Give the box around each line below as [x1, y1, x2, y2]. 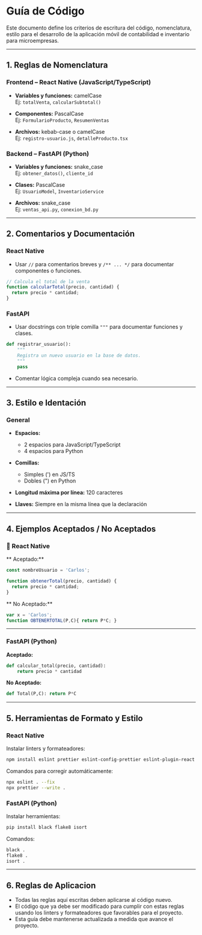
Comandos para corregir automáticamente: [6, 767, 113, 775]
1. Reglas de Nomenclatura [6, 60, 108, 70]
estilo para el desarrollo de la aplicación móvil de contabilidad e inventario [6, 30, 190, 37]
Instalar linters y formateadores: [6, 745, 85, 752]
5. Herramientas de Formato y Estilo [6, 713, 143, 724]
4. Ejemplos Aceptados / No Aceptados [6, 524, 156, 534]
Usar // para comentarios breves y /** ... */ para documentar [14, 260, 174, 267]
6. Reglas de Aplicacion [6, 880, 96, 890]
